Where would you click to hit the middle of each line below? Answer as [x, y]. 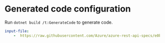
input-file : [17, 31]
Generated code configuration [68, 9]
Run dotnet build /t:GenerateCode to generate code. [59, 22]
